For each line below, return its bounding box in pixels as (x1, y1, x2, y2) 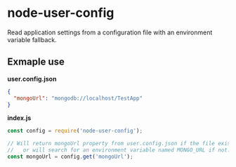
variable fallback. (7, 35, 58, 44)
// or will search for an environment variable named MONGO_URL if (7, 147, 216, 154)
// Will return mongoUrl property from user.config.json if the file (7, 140, 216, 147)
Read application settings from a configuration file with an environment (7, 28, 213, 36)
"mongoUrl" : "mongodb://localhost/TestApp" (13, 95, 143, 102)
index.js (7, 114, 32, 122)
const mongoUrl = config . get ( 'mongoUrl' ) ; (7, 153, 133, 160)
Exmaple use (7, 56, 65, 68)
